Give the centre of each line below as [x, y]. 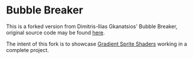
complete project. [27, 50]
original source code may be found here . [55, 32]
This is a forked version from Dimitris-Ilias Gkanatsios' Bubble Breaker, [92, 26]
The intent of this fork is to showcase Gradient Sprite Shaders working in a [97, 44]
